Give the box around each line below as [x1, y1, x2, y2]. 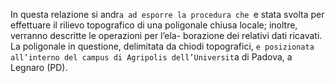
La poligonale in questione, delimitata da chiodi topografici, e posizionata [10, 40, 315, 52]
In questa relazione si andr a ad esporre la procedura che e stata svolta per [10, 9, 325, 20]
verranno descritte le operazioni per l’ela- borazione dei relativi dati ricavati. [10, 30, 323, 41]
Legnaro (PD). [10, 62, 68, 73]
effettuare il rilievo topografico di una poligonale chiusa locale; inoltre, [10, 19, 298, 31]
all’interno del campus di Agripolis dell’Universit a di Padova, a [10, 51, 293, 63]
